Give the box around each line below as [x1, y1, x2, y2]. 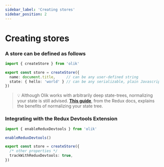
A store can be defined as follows [5, 50, 86, 57]
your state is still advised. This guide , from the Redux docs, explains [17, 98, 155, 104]
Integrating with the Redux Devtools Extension [5, 115, 118, 122]
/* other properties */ [9, 148, 58, 154]
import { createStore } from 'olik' [5, 61, 80, 66]
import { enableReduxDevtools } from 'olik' [5, 126, 97, 131]
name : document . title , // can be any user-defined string [9, 74, 139, 80]
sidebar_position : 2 [5, 12, 47, 17]
